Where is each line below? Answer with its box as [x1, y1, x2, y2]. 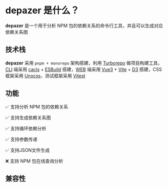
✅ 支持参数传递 [5, 136, 37, 142]
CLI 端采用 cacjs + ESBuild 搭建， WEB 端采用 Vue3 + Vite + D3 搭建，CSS [5, 66, 162, 72]
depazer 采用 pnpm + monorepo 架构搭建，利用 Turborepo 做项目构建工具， [5, 60, 163, 66]
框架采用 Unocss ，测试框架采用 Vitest [5, 73, 86, 79]
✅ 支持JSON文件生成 [5, 147, 50, 153]
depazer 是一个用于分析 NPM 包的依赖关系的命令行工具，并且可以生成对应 [5, 22, 163, 29]
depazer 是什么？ [5, 5, 79, 16]
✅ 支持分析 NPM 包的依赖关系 [5, 103, 68, 110]
